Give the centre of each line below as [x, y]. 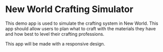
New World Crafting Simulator [69, 9]
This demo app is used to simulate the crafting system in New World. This [82, 23]
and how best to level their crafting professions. [55, 34]
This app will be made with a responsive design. [55, 43]
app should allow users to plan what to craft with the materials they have [80, 28]
